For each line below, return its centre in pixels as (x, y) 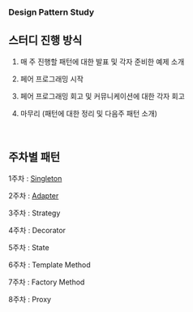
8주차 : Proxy (30, 299)
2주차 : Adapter (34, 195)
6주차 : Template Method (49, 264)
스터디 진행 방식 (45, 40)
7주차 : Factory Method (47, 282)
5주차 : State (29, 247)
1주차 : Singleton (35, 178)
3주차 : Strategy (34, 213)
